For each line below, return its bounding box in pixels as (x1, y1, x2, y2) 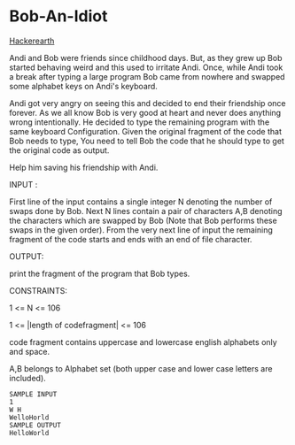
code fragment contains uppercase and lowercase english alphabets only (9, 336, 277, 347)
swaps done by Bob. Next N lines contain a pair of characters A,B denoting (9, 205, 283, 216)
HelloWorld (9, 428, 50, 437)
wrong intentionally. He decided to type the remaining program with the (9, 117, 270, 127)
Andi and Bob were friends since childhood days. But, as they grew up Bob (9, 52, 283, 63)
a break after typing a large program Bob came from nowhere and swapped (9, 71, 285, 81)
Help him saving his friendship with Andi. (9, 162, 159, 173)
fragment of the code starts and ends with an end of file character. (9, 234, 252, 244)
